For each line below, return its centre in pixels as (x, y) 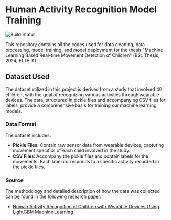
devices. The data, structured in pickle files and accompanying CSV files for (85, 100)
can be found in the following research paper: (54, 197)
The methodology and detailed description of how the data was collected (82, 191)
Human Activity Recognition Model (81, 9)
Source (15, 180)
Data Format (21, 124)
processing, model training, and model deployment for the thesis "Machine (84, 50)
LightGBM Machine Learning (43, 212)
